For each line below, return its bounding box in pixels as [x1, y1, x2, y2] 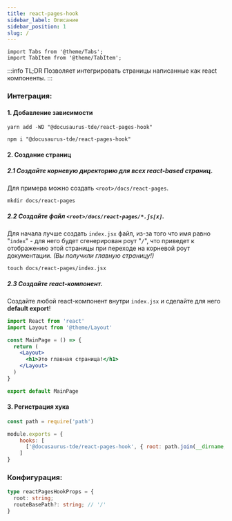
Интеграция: [7, 91, 52, 101]
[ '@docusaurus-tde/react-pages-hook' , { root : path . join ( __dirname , [25, 443, 227, 450]
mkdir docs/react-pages [7, 197, 76, 204]
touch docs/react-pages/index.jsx [7, 265, 107, 272]
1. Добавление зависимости [7, 108, 93, 116]
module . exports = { [7, 430, 64, 437]
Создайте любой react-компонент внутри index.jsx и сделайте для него [7, 297, 221, 305]
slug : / [7, 29, 30, 37]
